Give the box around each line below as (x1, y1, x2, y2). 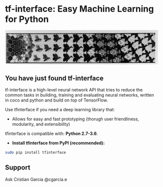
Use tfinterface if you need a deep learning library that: (5, 106, 115, 112)
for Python (5, 14, 49, 25)
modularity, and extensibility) (12, 121, 70, 127)
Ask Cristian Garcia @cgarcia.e (5, 176, 67, 182)
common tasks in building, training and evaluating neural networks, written (5, 92, 154, 98)
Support (5, 164, 31, 172)
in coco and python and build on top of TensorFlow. (5, 97, 108, 103)
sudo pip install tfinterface (5, 150, 66, 155)
